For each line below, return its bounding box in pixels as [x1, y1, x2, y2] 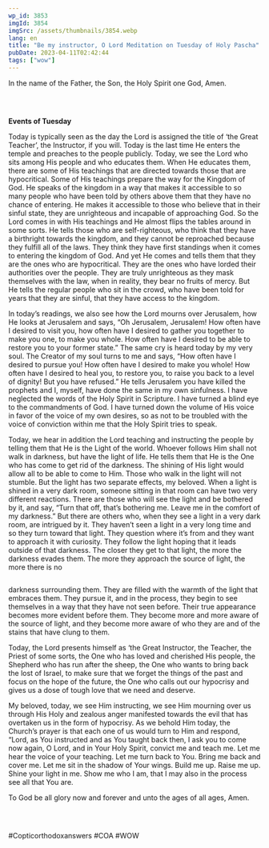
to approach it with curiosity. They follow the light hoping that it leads [8, 537, 237, 546]
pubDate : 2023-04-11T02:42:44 [8, 49, 110, 57]
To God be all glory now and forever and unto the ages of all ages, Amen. [8, 793, 250, 802]
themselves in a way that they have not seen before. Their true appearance [8, 602, 256, 611]
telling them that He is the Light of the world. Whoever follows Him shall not [8, 443, 258, 453]
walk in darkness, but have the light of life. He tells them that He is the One [8, 451, 255, 461]
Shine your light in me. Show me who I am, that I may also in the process [8, 769, 247, 778]
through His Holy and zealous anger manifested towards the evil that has [8, 709, 248, 718]
